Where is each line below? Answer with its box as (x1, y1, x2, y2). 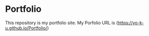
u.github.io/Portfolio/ (5, 25, 48, 31)
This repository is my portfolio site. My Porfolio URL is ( (5, 20, 118, 26)
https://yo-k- (117, 20, 144, 26)
